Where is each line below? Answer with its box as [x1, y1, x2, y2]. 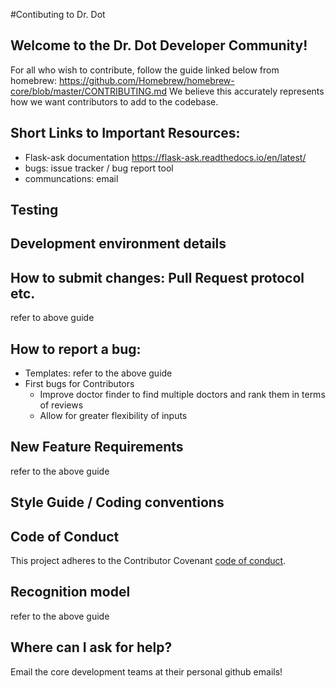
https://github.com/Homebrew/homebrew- [59, 74, 235, 86]
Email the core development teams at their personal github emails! [10, 665, 283, 678]
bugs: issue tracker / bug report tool [24, 162, 174, 174]
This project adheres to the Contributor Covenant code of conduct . [10, 555, 287, 567]
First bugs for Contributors [24, 378, 135, 390]
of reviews [39, 399, 84, 411]
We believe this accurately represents [169, 85, 325, 97]
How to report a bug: [10, 340, 142, 358]
